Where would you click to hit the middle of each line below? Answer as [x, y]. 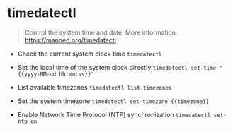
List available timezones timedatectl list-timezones [95, 87]
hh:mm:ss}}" [76, 74]
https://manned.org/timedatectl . [71, 40]
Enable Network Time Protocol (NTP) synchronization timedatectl [114, 114]
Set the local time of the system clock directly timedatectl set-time [117, 67]
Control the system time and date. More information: [101, 32]
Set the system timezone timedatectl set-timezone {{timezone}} [113, 101]
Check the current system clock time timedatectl [90, 54]
